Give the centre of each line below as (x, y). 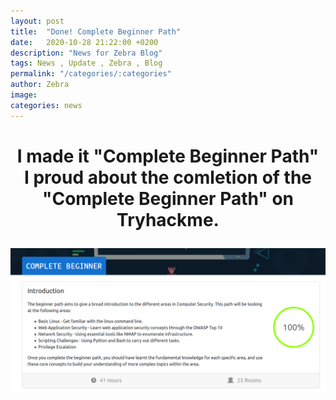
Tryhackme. (168, 219)
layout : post (37, 21)
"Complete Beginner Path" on (168, 198)
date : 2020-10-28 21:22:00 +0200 (84, 42)
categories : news (46, 105)
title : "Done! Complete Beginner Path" (96, 31)
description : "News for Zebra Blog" (86, 53)
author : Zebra (40, 85)
